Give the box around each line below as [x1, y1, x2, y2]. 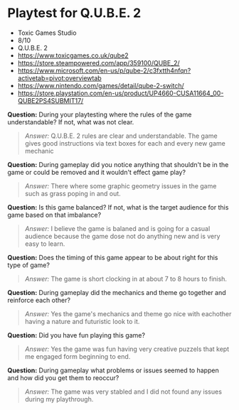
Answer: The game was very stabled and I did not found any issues [24, 387, 223, 396]
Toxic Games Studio [17, 28, 77, 37]
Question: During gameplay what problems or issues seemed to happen [7, 366, 219, 374]
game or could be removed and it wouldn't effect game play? [7, 168, 186, 176]
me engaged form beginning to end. [24, 352, 131, 360]
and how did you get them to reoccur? [7, 373, 119, 382]
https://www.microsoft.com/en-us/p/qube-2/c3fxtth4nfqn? [17, 66, 191, 75]
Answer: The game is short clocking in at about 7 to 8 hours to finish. [24, 274, 228, 283]
